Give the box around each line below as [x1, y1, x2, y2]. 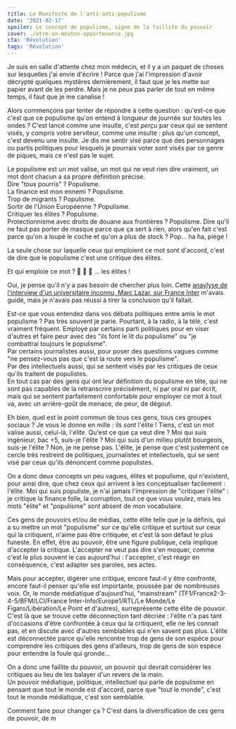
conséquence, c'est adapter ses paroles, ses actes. [7, 560, 157, 569]
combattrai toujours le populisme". [7, 339, 107, 348]
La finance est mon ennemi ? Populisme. [7, 188, 125, 195]
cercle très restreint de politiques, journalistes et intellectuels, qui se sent [7, 451, 220, 459]
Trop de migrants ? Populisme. [7, 195, 97, 203]
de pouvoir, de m [7, 714, 56, 722]
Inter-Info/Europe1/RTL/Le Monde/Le [68, 597, 176, 605]
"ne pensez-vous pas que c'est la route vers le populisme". [7, 354, 179, 363]
